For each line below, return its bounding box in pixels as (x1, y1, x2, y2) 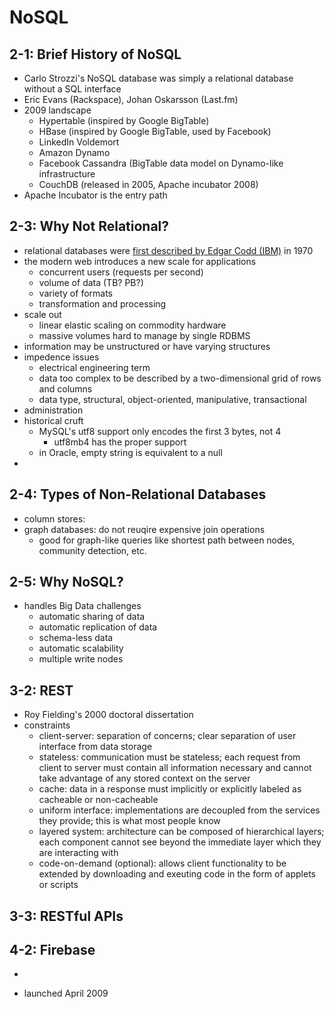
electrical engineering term (38, 361, 151, 373)
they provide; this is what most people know (38, 815, 221, 827)
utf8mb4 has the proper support (53, 436, 187, 448)
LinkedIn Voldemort (38, 136, 120, 148)
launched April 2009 (23, 987, 109, 1000)
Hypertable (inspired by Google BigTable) (38, 115, 210, 126)
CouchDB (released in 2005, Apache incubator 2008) (38, 179, 259, 190)
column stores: (23, 512, 86, 525)
